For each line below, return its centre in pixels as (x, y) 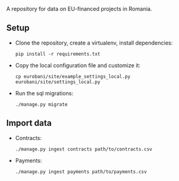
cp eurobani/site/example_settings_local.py (73, 76)
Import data (29, 123)
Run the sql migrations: (44, 93)
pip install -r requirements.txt (58, 54)
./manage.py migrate (41, 104)
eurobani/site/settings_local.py (58, 82)
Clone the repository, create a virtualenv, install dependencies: (94, 43)
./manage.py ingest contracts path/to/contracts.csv (84, 149)
